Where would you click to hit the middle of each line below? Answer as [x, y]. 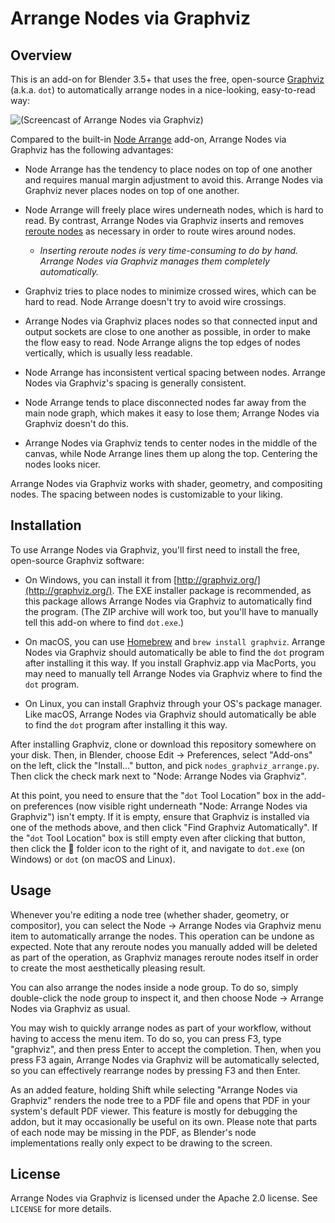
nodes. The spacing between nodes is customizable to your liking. [146, 494]
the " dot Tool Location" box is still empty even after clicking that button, [158, 838]
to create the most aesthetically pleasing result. [108, 968]
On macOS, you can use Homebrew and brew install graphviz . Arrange [175, 641]
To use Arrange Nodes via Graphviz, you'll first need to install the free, [155, 549]
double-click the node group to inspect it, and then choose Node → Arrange [167, 998]
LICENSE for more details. [61, 1209]
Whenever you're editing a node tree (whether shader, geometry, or [150, 914]
